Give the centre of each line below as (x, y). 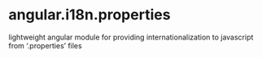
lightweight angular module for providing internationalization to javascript (131, 37)
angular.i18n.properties (90, 15)
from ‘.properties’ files (46, 45)
